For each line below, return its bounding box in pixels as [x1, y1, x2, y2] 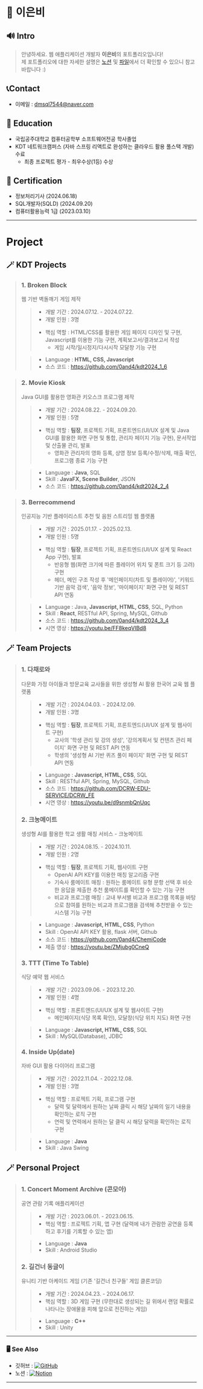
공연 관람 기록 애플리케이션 [21, 1200, 85, 1207]
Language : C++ [45, 1318, 86, 1325]
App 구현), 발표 [45, 553, 82, 560]
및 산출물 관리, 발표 [45, 441, 91, 448]
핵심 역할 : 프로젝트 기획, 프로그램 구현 [45, 1095, 136, 1103]
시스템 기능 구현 [54, 908, 92, 916]
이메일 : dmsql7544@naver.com [14, 100, 94, 108]
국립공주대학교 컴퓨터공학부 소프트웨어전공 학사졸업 [14, 135, 137, 142]
